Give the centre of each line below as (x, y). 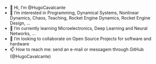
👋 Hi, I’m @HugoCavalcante (38, 8)
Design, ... (20, 23)
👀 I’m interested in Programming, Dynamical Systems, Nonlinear (74, 13)
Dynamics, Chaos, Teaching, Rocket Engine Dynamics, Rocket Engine (80, 18)
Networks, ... (23, 33)
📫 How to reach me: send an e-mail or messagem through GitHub (77, 49)
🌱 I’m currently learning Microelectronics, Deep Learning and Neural (79, 28)
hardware (19, 44)
